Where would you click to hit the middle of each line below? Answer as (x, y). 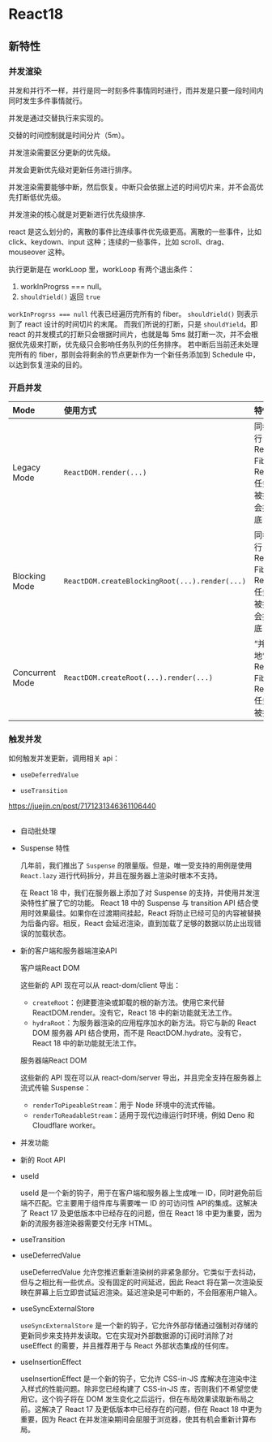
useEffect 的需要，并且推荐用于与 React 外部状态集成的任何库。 (126, 1345)
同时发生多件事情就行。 (47, 100)
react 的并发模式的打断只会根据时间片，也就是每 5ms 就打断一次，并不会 (130, 334)
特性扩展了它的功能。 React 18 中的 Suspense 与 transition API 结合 (140, 903)
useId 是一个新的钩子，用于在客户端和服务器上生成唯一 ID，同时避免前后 (141, 1193)
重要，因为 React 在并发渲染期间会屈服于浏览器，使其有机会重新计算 (134, 1419)
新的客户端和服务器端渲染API (68, 951)
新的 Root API (43, 1159)
